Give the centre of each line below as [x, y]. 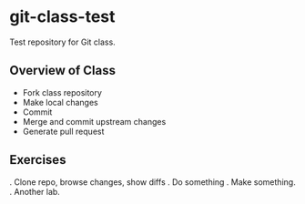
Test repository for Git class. [62, 42]
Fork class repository [62, 92]
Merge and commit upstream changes [94, 121]
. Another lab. [35, 191]
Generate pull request [63, 131]
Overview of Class [63, 71]
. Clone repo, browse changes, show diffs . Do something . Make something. [152, 182]
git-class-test [62, 17]
